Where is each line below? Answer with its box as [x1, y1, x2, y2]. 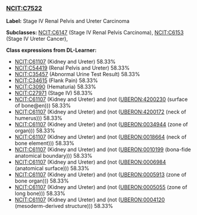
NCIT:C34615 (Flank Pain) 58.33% [14, 77, 98, 84]
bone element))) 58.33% [14, 140, 75, 147]
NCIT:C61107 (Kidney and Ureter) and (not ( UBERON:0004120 [14, 196, 165, 203]
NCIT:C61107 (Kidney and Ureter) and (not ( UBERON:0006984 [14, 158, 166, 166]
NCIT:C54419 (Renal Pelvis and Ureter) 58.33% [14, 64, 130, 71]
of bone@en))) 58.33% [14, 102, 71, 109]
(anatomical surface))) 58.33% [14, 165, 90, 172]
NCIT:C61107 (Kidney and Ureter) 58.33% [14, 58, 116, 66]
